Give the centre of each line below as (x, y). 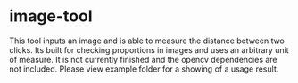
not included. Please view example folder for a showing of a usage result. (144, 69)
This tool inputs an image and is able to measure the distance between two (147, 41)
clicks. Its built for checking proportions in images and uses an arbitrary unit (149, 49)
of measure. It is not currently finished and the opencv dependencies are (144, 59)
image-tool (51, 16)
